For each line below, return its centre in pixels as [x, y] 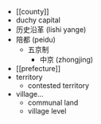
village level [47, 111]
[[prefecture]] [38, 68]
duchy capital [38, 20]
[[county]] [32, 12]
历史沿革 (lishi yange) [51, 30]
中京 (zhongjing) [66, 60]
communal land [53, 102]
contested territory [58, 86]
